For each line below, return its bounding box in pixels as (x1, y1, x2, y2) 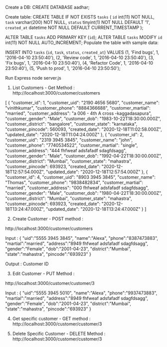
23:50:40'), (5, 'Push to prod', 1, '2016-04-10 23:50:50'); (5, 65, 121, 71)
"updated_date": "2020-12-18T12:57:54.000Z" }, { (45, 169, 148, 175)
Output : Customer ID (5, 261, 49, 267)
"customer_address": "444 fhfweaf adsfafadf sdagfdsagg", (5, 148, 127, 153)
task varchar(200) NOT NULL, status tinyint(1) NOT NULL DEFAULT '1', (5, 20, 151, 25)
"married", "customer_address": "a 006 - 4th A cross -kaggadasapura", (5, 110, 152, 116)
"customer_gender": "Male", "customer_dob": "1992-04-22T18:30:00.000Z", (5, 153, 162, 159)
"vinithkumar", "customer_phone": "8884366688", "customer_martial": (5, 105, 151, 111)
